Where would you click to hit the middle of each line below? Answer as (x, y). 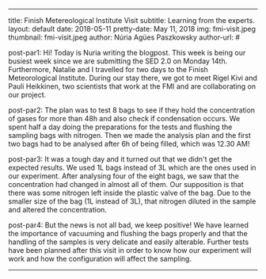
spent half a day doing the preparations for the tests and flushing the (120, 127)
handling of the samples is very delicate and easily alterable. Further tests (129, 242)
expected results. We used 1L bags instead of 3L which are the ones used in (132, 168)
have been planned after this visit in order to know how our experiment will (130, 250)
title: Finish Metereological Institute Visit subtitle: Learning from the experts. (131, 20)
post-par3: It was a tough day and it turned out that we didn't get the (120, 159)
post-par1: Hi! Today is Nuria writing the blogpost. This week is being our (127, 53)
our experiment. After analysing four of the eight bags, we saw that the (124, 176)
